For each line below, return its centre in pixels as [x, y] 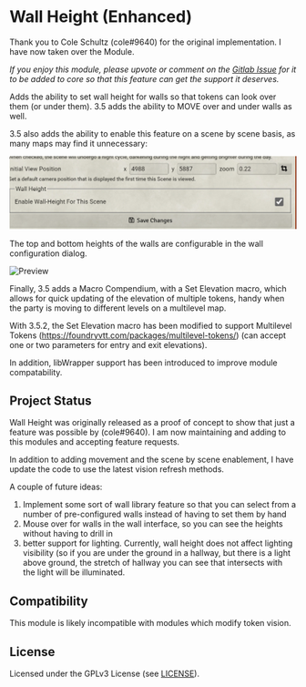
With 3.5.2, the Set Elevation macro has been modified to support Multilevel [151, 325]
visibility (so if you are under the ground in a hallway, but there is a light [157, 553]
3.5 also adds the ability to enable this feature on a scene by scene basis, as [153, 133]
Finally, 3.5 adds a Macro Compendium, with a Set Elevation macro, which [148, 288]
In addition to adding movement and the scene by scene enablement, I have [152, 460]
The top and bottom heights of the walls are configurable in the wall [137, 243]
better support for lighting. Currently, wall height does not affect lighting [158, 543]
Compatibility [49, 601]
